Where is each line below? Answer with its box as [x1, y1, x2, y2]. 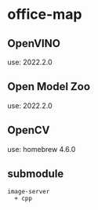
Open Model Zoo [7, 80, 91, 93]
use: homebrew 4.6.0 [7, 144, 76, 154]
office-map [7, 5, 82, 24]
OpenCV [7, 124, 50, 137]
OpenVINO [7, 37, 60, 50]
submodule [7, 167, 64, 181]
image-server [7, 188, 50, 196]
